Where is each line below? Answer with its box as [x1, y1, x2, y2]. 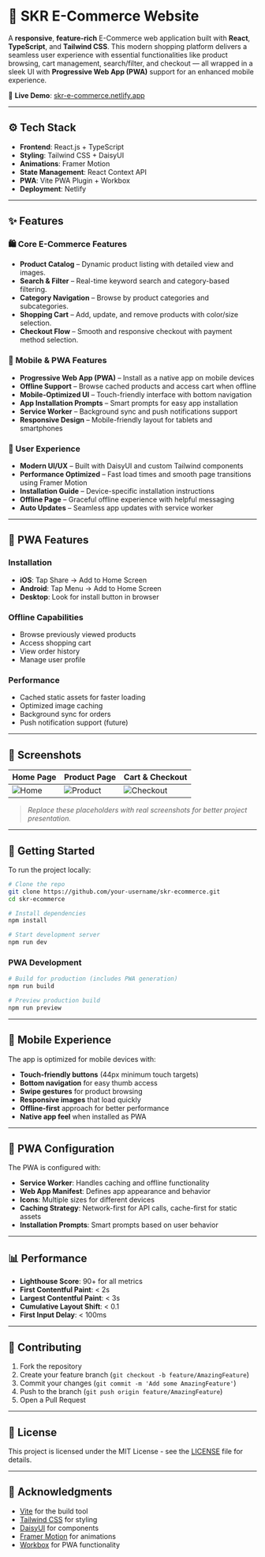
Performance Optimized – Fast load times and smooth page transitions [19, 470, 252, 479]
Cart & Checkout [123, 771, 188, 782]
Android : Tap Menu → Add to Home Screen [19, 583, 162, 593]
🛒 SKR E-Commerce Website [8, 7, 200, 25]
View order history [19, 646, 80, 656]
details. [8, 1455, 32, 1464]
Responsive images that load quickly [19, 1095, 142, 1104]
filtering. [19, 285, 47, 294]
